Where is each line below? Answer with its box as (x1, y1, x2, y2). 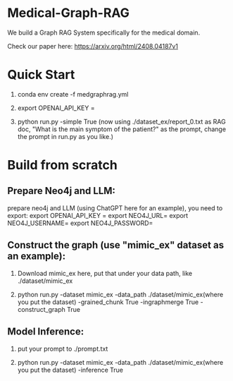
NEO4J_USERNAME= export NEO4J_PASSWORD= (7, 219, 153, 227)
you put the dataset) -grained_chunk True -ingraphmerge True (17, 298, 199, 306)
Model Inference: (7, 326, 84, 338)
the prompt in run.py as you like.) (17, 132, 114, 140)
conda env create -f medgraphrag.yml (17, 90, 129, 98)
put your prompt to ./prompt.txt (17, 344, 108, 353)
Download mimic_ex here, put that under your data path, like (17, 269, 192, 277)
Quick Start (7, 67, 75, 83)
